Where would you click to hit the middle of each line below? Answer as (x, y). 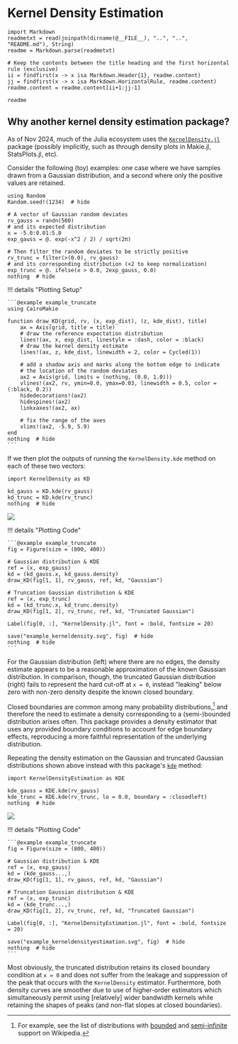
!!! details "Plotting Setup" (45, 289)
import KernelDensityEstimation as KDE (66, 779)
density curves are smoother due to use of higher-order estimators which (114, 990)
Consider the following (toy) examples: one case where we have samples (114, 167)
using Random (27, 196)
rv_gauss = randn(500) (41, 220)
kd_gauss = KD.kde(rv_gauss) (50, 491)
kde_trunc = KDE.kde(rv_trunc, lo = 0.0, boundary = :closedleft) (107, 797)
